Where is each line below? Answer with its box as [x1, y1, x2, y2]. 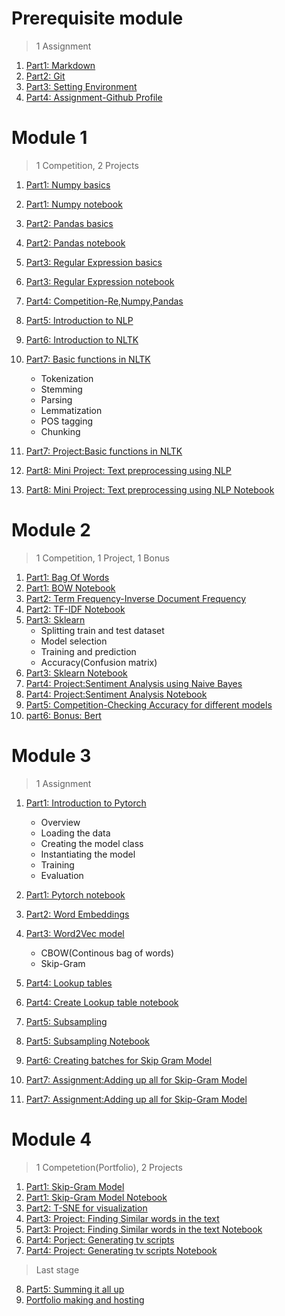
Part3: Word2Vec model [25, 927, 125, 939]
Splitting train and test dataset [40, 624, 165, 636]
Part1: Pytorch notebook [25, 888, 126, 901]
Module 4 [11, 1128, 93, 1151]
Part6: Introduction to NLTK [25, 333, 139, 346]
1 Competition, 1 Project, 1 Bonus [35, 552, 170, 564]
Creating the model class [40, 837, 144, 849]
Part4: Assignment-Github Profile [25, 91, 163, 103]
